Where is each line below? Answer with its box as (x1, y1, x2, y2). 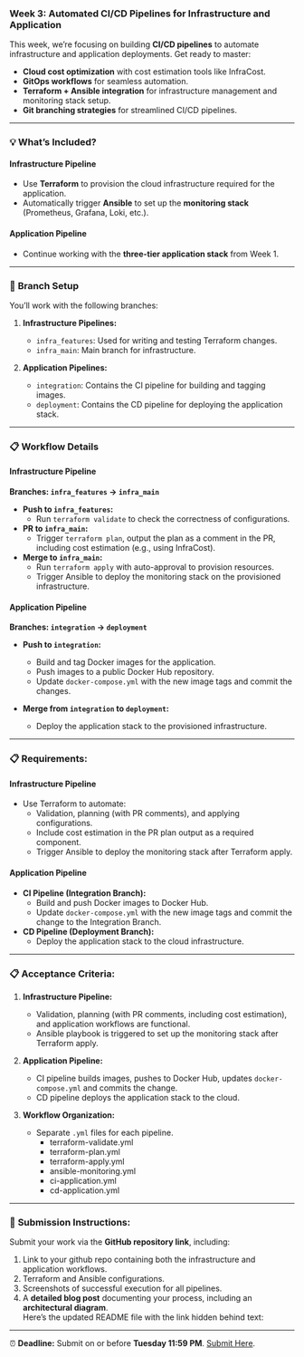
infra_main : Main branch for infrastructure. (35, 344, 196, 355)
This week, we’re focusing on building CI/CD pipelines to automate (9, 39, 260, 50)
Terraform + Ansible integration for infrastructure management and (22, 85, 278, 97)
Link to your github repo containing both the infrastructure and (22, 1254, 256, 1266)
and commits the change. (82, 1082, 178, 1093)
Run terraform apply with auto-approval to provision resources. (35, 562, 274, 573)
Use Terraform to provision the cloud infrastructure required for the (22, 178, 275, 189)
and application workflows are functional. (35, 1018, 191, 1029)
